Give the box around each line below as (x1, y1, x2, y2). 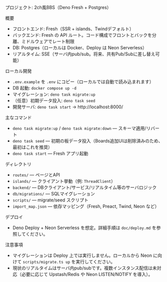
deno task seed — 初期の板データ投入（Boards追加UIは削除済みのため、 (12, 138, 163, 144)
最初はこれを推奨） (12, 144, 53, 150)
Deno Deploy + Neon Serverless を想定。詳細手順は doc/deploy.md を (12, 225, 157, 231)
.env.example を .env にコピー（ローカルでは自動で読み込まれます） (12, 79, 154, 85)
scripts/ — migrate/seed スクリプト (12, 197, 89, 203)
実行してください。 (75, 259, 116, 264)
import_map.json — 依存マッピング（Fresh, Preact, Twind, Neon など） (12, 203, 159, 209)
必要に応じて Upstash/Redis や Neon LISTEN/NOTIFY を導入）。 (21, 271, 153, 277)
